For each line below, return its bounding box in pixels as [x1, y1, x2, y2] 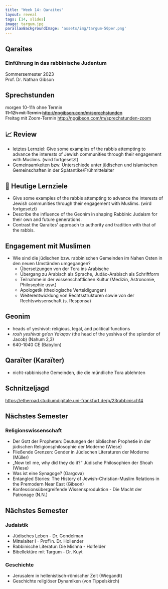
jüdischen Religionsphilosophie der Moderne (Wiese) [12, 444, 122, 450]
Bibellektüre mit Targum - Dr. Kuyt [12, 548, 83, 555]
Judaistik [5, 521, 29, 528]
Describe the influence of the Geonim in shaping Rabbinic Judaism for [12, 211, 158, 217]
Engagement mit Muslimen [5, 242, 91, 250]
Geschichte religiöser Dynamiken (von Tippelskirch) [12, 578, 120, 584]
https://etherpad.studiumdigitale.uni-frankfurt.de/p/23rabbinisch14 [5, 397, 144, 403]
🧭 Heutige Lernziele [5, 182, 68, 190]
